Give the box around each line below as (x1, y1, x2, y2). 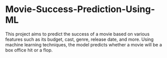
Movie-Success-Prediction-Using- (5, 4, 155, 15)
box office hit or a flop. (5, 47, 53, 53)
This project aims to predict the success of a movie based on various (5, 31, 150, 37)
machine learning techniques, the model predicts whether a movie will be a (5, 41, 162, 47)
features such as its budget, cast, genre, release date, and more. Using (5, 36, 154, 42)
